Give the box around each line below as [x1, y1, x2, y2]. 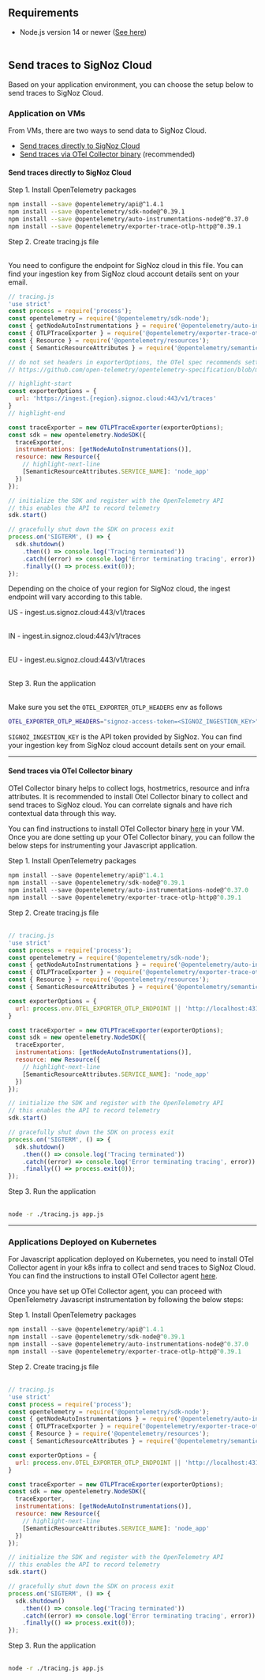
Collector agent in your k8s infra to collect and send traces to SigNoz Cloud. [8, 1263, 256, 1272]
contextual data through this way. [8, 809, 117, 818]
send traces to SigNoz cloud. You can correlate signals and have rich [8, 800, 233, 810]
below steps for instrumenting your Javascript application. [8, 841, 198, 851]
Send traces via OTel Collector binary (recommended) [19, 149, 196, 159]
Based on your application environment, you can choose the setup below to [8, 79, 254, 89]
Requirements [8, 6, 79, 20]
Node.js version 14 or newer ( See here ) [19, 27, 147, 36]
